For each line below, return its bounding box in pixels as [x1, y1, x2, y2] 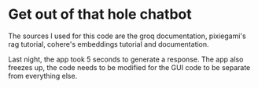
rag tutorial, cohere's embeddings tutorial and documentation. [8, 39, 210, 48]
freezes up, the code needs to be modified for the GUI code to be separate [8, 62, 251, 72]
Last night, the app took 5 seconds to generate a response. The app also [8, 55, 244, 64]
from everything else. [8, 71, 78, 80]
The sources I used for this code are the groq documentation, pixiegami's [8, 31, 246, 40]
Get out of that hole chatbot [8, 5, 192, 23]
